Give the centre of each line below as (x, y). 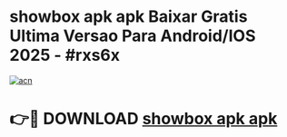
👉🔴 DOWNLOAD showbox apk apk (143, 119)
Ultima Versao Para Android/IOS (133, 36)
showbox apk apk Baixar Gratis (129, 17)
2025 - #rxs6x (65, 55)
